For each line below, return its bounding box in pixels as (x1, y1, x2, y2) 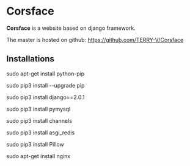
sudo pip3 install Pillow (6, 140, 64, 148)
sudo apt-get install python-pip (6, 70, 85, 77)
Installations (6, 54, 55, 64)
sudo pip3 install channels (6, 117, 72, 124)
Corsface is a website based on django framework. (6, 24, 136, 32)
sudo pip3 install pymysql (6, 105, 71, 112)
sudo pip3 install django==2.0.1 (6, 93, 85, 101)
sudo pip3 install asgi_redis (6, 129, 75, 136)
